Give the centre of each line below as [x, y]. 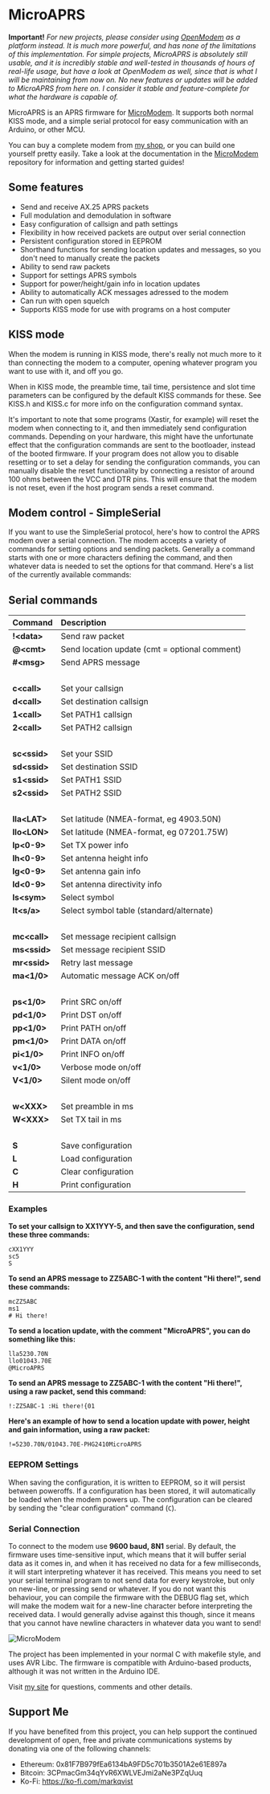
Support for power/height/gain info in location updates [110, 284]
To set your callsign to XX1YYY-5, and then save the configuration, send [131, 1227]
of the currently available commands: [70, 575]
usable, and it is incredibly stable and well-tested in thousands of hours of [132, 63]
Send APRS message [100, 662]
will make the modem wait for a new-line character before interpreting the [131, 1606]
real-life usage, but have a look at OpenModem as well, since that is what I [133, 71]
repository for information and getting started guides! [96, 162]
